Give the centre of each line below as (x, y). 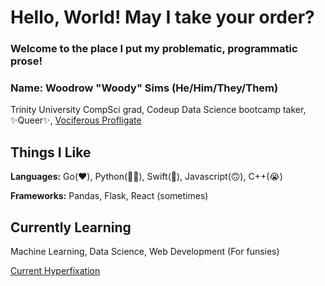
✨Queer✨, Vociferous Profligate (76, 120)
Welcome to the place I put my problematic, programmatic (154, 49)
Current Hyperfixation (55, 271)
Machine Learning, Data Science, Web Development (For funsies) (145, 252)
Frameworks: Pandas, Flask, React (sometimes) (109, 196)
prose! (26, 61)
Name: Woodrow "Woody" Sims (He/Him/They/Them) (144, 88)
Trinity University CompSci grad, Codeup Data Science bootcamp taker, (158, 110)
